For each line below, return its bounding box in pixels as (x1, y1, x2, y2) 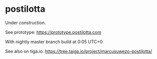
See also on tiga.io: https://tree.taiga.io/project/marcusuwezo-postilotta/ (5, 48, 152, 54)
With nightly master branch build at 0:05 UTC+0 (5, 38, 103, 45)
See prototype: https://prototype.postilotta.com (5, 29, 102, 35)
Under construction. (5, 20, 46, 26)
